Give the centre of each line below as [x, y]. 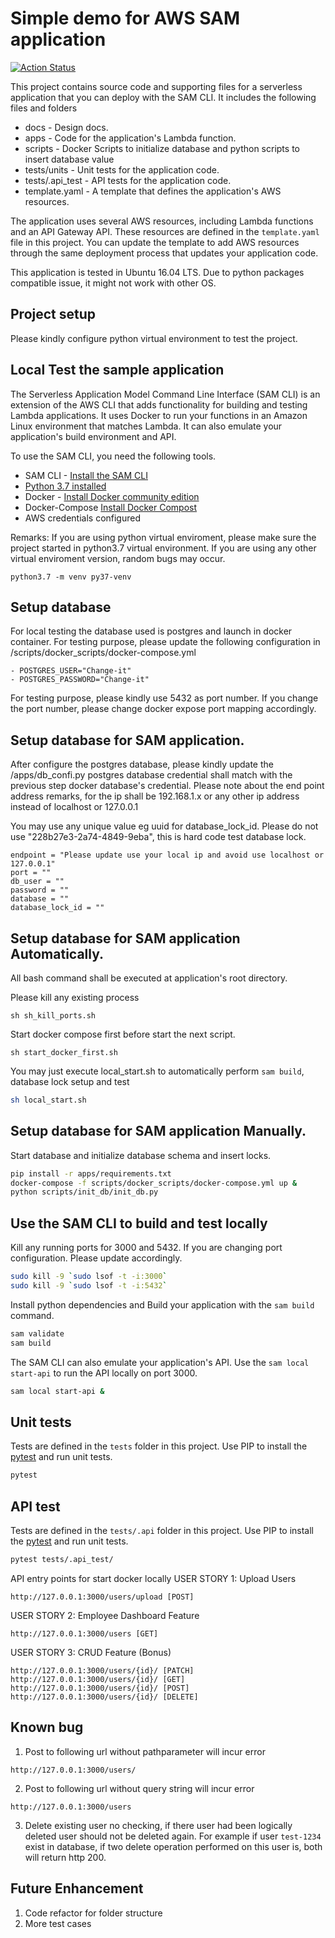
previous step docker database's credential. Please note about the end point [167, 786]
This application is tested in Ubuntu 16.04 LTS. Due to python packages [157, 272]
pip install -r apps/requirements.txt [91, 1173]
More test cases [58, 1923]
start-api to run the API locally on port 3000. [104, 1373]
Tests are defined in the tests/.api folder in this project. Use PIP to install [162, 1530]
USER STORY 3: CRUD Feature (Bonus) [91, 1652]
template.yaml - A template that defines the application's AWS [153, 191]
